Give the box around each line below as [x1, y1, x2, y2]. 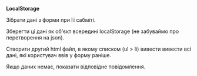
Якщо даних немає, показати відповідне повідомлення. [6, 63, 146, 70]
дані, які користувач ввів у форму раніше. [6, 52, 112, 58]
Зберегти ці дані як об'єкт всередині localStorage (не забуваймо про [6, 28, 179, 35]
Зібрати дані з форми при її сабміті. [6, 16, 96, 23]
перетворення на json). [6, 34, 65, 41]
